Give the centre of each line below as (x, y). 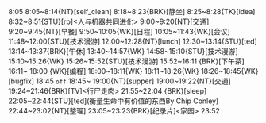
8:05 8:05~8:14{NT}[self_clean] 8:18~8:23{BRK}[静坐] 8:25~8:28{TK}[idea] (132, 12)
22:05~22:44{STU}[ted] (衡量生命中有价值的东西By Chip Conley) (114, 101)
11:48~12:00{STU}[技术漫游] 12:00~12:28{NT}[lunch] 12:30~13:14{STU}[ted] (133, 41)
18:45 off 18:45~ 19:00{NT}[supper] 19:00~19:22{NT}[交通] (133, 81)
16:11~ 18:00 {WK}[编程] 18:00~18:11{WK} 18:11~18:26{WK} (104, 71)
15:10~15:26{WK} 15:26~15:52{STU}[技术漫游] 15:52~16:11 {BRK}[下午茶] (126, 61)
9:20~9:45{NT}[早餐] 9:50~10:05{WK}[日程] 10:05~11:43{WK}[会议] (119, 31)
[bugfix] (21, 81)
